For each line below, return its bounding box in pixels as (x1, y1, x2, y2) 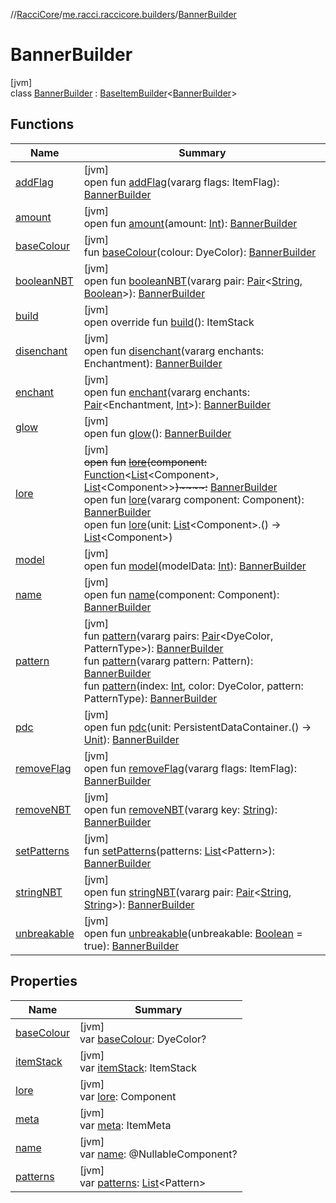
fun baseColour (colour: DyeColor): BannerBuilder (83, 245, 317, 259)
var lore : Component (79, 1089, 177, 1103)
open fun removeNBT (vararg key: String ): (83, 802, 278, 816)
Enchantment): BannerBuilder (83, 356, 223, 370)
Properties (10, 973, 78, 990)
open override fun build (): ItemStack (83, 315, 255, 329)
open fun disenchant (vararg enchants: (83, 344, 265, 358)
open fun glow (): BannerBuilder (83, 426, 232, 440)
